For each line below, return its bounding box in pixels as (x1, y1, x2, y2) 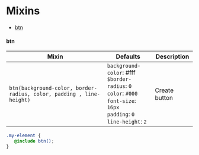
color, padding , (33, 91, 82, 97)
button (155, 94, 174, 102)
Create (155, 86, 174, 94)
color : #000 (107, 89, 138, 97)
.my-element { (6, 132, 41, 139)
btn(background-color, (9, 85, 73, 91)
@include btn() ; (14, 138, 54, 144)
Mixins (6, 4, 40, 18)
